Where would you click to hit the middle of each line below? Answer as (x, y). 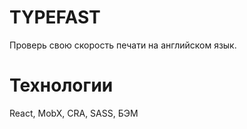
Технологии (61, 85)
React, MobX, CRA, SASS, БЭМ (74, 113)
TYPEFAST (55, 17)
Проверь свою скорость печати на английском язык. (123, 45)
